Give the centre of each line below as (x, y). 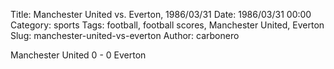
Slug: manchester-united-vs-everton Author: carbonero (125, 35)
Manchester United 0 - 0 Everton (78, 55)
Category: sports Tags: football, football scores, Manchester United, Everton (167, 25)
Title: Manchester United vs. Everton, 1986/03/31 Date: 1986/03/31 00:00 (161, 14)
